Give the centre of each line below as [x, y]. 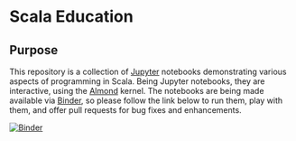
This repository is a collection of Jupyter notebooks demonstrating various [148, 71]
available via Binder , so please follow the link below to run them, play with [146, 100]
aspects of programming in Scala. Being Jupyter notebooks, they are [137, 81]
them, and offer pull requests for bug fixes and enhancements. [125, 110]
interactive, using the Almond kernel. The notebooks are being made [137, 91]
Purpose [34, 50]
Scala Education [71, 17]
